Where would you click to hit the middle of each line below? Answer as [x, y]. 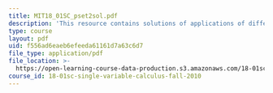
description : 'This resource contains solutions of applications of [127, 23]
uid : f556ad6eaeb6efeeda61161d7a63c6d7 [76, 46]
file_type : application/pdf [56, 53]
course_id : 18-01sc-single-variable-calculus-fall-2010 [105, 76]
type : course [30, 31]
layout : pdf [28, 38]
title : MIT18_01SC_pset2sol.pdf [63, 16]
